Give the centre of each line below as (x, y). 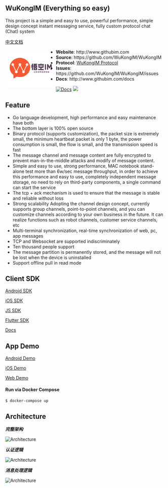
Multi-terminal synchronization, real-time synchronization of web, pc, (85, 231)
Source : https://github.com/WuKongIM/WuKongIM (109, 57)
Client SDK (23, 279)
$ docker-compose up (27, 401)
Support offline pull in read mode (47, 262)
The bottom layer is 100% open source (53, 128)
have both (23, 123)
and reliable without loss (38, 198)
